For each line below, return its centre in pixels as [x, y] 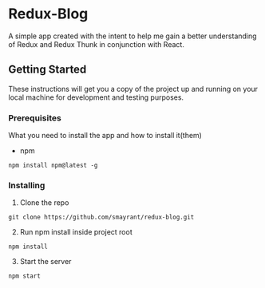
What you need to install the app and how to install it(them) [105, 136]
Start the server [45, 262]
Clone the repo [44, 203]
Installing [27, 185]
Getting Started [47, 70]
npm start [25, 276]
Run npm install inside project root [76, 232]
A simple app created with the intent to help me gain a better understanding [132, 36]
